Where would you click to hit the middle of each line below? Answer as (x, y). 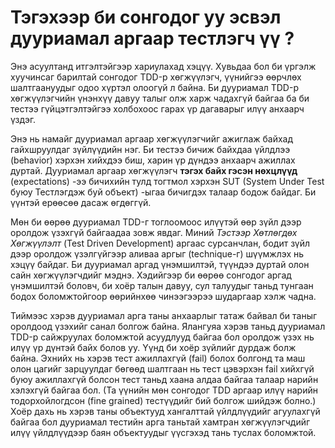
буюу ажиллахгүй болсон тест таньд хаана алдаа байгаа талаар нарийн (164, 379)
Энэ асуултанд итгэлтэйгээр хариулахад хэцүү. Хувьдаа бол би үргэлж (163, 66)
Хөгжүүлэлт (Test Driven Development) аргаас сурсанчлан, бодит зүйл (160, 243)
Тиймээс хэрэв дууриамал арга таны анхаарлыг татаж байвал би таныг (164, 315)
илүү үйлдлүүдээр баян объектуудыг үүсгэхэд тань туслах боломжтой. (163, 432)
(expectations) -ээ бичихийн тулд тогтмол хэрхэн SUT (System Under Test (167, 181)
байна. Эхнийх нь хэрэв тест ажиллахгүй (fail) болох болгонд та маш (158, 358)
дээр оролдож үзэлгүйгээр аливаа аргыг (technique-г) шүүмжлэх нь (157, 253)
